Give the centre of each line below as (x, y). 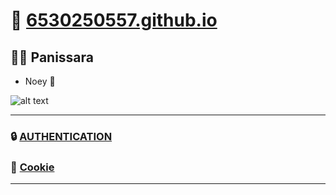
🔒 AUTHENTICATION (61, 136)
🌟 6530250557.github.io (114, 20)
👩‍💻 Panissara (52, 57)
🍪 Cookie (32, 167)
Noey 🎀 (40, 81)
